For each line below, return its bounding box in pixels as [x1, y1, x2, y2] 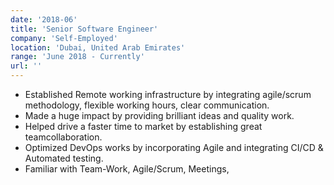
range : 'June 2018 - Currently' [10, 52, 145, 62]
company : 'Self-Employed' [10, 33, 118, 43]
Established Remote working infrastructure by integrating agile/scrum [24, 89, 312, 100]
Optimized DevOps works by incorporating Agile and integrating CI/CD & [24, 142, 324, 153]
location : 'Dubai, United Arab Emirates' [10, 42, 186, 53]
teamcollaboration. [24, 131, 103, 143]
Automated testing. [24, 152, 104, 164]
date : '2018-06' [10, 14, 78, 25]
